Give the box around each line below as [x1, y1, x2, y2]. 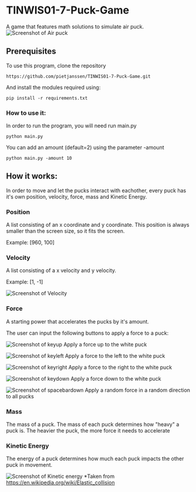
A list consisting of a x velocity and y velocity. [6, 267, 116, 274]
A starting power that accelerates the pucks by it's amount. [6, 318, 150, 325]
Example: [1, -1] [6, 278, 43, 286]
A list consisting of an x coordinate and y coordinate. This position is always [6, 222, 190, 229]
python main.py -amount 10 [6, 156, 72, 161]
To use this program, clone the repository [6, 62, 106, 69]
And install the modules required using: [6, 84, 101, 91]
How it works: [6, 171, 58, 181]
